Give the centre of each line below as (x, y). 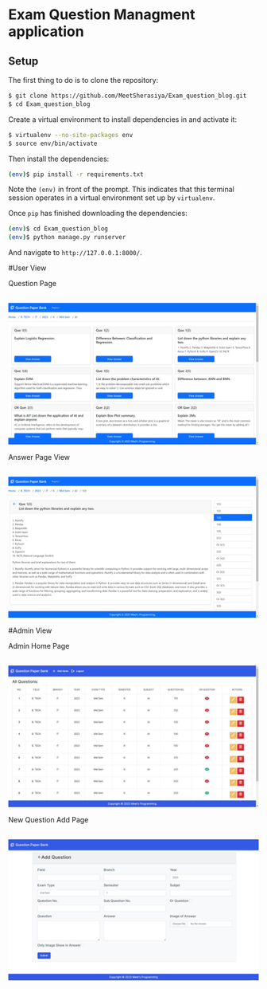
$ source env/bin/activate (53, 143)
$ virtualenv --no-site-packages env (71, 135)
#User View (27, 268)
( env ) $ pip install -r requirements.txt (76, 174)
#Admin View (30, 630)
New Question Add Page (48, 819)
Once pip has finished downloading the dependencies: (98, 214)
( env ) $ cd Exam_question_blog (58, 229)
